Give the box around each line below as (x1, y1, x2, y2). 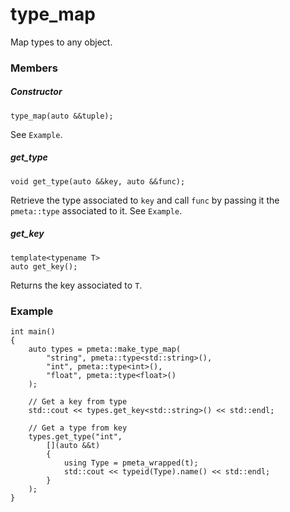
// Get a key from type (28, 397, 128, 407)
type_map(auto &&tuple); (10, 111, 114, 121)
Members (10, 61, 58, 75)
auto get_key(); (10, 261, 78, 272)
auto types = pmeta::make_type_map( (28, 344, 182, 355)
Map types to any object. (10, 36, 113, 48)
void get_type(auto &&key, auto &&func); (10, 176, 186, 187)
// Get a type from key (28, 423, 128, 433)
